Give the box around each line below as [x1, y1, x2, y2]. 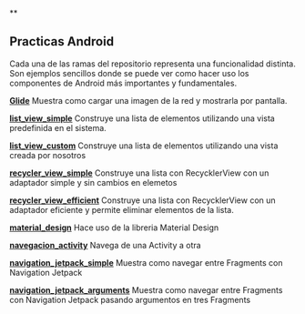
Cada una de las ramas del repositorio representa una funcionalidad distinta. [9, 58, 296, 69]
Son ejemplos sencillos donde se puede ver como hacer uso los [9, 67, 249, 78]
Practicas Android [9, 34, 115, 49]
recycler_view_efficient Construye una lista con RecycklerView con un [9, 195, 276, 206]
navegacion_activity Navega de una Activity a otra [9, 239, 202, 250]
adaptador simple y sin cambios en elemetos [9, 177, 178, 187]
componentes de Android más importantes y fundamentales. [9, 77, 238, 88]
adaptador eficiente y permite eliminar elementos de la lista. [9, 204, 234, 215]
